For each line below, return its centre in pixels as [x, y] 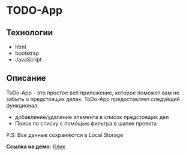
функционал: [22, 105]
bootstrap [27, 53]
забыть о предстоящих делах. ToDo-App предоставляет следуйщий [93, 99]
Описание [26, 78]
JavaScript [28, 59]
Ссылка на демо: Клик [36, 146]
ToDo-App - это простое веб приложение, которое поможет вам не [93, 93]
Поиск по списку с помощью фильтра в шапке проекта [86, 123]
